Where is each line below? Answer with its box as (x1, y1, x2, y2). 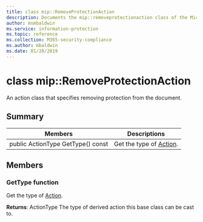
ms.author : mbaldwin (6, 43, 59, 49)
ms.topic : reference (6, 31, 59, 37)
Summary (6, 112, 44, 122)
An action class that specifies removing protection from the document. (6, 94, 182, 101)
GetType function (6, 178, 59, 186)
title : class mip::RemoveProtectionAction (6, 8, 115, 15)
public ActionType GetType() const (9, 139, 109, 148)
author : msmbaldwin (6, 20, 56, 26)
